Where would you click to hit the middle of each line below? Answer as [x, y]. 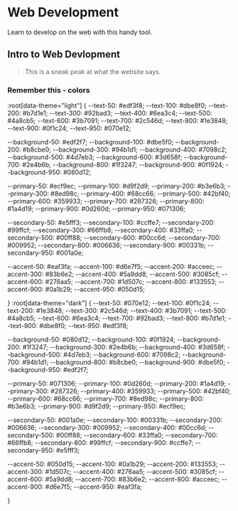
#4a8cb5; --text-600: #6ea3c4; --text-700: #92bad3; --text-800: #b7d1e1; [117, 318]
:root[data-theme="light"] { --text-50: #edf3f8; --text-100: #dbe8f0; [107, 106]
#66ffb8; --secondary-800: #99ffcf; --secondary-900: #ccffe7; [101, 443]
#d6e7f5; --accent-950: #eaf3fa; [93, 487]
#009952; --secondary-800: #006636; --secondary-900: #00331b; [107, 246]
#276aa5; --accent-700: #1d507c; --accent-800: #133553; [131, 282]
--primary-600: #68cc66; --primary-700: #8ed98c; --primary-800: [106, 399]
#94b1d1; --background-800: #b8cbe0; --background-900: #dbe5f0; [124, 362]
